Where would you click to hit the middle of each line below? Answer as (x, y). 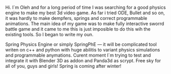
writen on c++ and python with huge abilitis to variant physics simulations (83, 50)
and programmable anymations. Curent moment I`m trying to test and (78, 55)
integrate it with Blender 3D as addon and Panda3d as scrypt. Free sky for (83, 60)
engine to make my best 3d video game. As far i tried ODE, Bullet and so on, (85, 13)
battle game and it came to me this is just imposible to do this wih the (78, 29)
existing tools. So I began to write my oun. (49, 34)
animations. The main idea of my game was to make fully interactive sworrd (85, 23)
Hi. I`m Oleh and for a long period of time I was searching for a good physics (86, 7)
